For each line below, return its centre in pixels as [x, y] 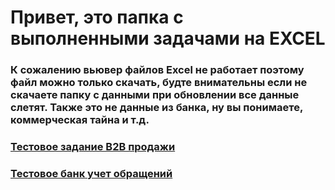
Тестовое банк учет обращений [91, 173]
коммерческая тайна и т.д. [80, 120]
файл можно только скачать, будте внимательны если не [159, 83]
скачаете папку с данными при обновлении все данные [155, 95]
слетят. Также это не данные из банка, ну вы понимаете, [156, 108]
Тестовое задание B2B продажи [93, 147]
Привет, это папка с [97, 17]
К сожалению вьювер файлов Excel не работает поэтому [157, 70]
